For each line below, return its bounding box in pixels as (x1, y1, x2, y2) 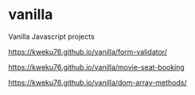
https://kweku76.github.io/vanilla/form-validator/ (8, 47, 167, 56)
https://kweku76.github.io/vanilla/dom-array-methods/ (8, 78, 187, 87)
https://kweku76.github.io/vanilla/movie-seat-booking (8, 62, 185, 72)
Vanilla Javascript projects (8, 32, 96, 41)
